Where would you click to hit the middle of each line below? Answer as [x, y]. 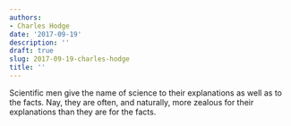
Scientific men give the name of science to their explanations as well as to [145, 92]
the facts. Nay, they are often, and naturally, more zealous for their [132, 102]
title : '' [28, 68]
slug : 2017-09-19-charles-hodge [69, 59]
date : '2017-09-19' [46, 34]
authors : [26, 17]
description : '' [39, 42]
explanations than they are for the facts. [83, 112]
